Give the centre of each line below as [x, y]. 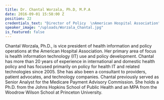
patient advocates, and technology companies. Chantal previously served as [82, 77]
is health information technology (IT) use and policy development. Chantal [80, 56]
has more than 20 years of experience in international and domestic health [80, 61]
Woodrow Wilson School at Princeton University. [54, 92]
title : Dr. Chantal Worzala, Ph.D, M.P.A [48, 9]
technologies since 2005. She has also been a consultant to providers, [76, 72]
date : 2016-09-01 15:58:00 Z [35, 14]
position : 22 [18, 18]
